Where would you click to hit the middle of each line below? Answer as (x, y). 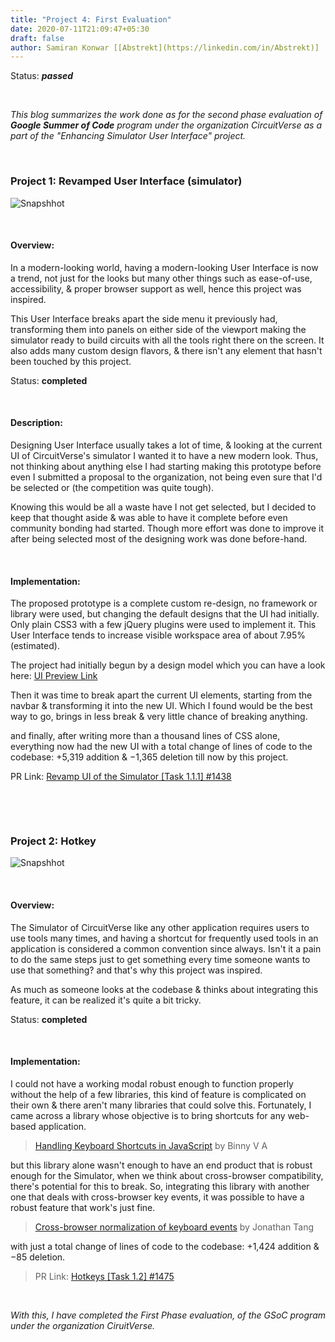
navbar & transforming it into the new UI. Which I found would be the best (161, 706)
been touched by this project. (71, 361)
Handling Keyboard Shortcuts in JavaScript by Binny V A (151, 1145)
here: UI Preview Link (54, 676)
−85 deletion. (38, 1257)
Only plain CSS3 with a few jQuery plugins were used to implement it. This (163, 625)
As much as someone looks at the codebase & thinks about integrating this (164, 989)
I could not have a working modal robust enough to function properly (152, 1083)
